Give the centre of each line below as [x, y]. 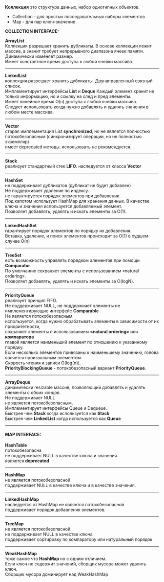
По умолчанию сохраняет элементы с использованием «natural [72, 271]
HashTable [16, 445]
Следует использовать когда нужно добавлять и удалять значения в [77, 107]
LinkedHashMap [22, 499]
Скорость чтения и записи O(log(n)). [43, 363]
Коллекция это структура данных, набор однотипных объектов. [72, 7]
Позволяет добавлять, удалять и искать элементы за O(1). [66, 211]
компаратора [20, 337]
